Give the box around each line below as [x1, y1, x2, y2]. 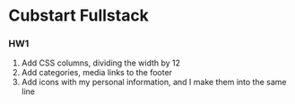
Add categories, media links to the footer [21, 67, 172, 78]
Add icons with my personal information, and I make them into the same [21, 77, 287, 88]
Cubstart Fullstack [8, 5, 150, 26]
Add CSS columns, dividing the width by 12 [21, 57, 181, 68]
